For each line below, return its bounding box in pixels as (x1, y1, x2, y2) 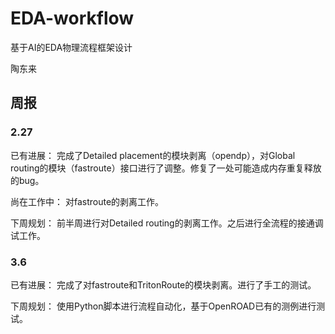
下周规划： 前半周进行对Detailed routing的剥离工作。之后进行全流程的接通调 (10, 217, 324, 229)
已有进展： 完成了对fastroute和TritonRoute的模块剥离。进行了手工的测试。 (10, 278, 317, 291)
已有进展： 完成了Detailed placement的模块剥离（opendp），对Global (10, 149, 296, 161)
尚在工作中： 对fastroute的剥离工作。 (10, 195, 165, 207)
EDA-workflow (10, 7, 135, 30)
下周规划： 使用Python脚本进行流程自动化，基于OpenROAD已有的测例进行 (10, 300, 317, 312)
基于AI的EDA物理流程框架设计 (10, 41, 133, 53)
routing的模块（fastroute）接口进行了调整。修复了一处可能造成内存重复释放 (10, 162, 322, 174)
